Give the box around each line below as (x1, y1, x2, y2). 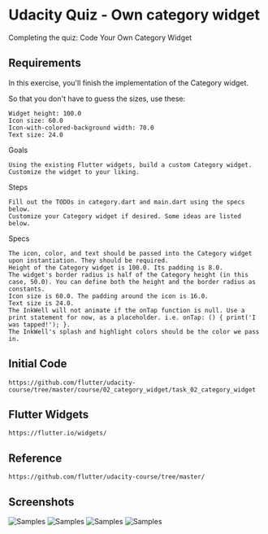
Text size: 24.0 (8, 130, 63, 139)
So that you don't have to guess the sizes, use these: (8, 94, 186, 103)
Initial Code (8, 357, 67, 371)
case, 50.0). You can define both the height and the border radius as (8, 278, 256, 286)
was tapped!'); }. (8, 320, 71, 329)
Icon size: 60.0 (8, 116, 63, 125)
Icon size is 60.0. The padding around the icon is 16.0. (8, 291, 209, 300)
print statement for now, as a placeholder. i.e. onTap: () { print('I (8, 313, 256, 322)
